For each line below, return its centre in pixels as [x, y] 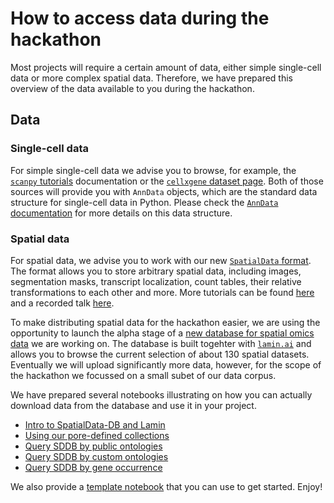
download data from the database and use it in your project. [133, 405]
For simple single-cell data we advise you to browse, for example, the [153, 170]
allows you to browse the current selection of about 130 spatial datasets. [160, 354]
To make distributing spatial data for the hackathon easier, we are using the [165, 322]
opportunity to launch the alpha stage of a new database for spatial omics [162, 333]
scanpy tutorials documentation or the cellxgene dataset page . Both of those [167, 181]
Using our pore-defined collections [97, 435]
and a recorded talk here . [62, 303]
